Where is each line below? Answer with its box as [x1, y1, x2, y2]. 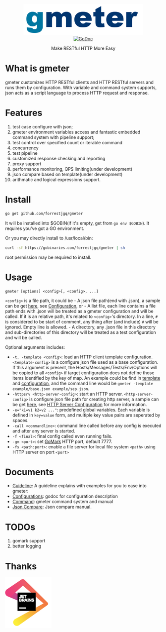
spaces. [12, 417, 29, 423]
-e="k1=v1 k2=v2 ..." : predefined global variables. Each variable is [12, 407, 150, 413]
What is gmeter [5, 63, 70, 74]
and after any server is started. [12, 427, 75, 434]
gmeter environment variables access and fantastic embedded [12, 129, 141, 135]
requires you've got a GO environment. [5, 225, 85, 231]
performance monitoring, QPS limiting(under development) [12, 166, 133, 172]
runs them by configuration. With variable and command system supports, [5, 84, 157, 91]
